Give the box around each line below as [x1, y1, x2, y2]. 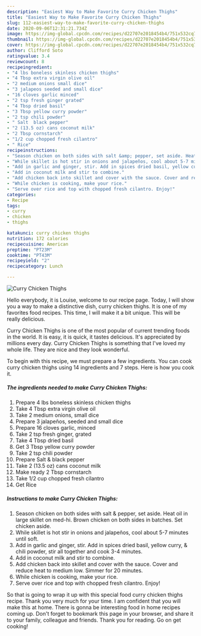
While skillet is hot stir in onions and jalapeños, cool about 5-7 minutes [15, 529, 188, 536]
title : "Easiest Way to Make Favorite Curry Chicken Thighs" [7, 14, 162, 20]
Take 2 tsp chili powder [15, 449, 73, 457]
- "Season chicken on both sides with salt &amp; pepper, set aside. [7, 153, 184, 159]
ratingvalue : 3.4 [7, 53, 50, 59]
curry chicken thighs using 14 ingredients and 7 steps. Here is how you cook [7, 364, 194, 371]
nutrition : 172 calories [7, 235, 69, 241]
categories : [7, 191, 36, 197]
